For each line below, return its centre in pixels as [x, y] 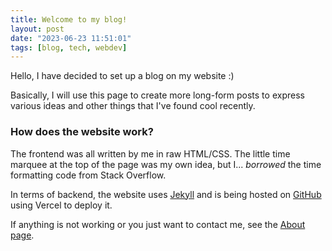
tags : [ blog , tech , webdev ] [69, 47]
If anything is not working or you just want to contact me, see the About [158, 224]
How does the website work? [82, 132]
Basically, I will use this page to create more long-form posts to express [157, 95]
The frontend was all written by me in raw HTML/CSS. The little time [150, 153]
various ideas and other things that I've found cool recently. [133, 106]
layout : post [37, 29]
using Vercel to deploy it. [61, 205]
